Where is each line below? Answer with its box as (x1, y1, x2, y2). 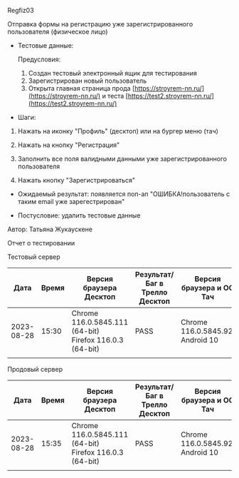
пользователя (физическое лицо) (7, 28, 108, 36)
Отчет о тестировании (7, 239, 75, 247)
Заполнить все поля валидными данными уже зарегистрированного (17, 155, 228, 163)
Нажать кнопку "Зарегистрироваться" (17, 176, 136, 184)
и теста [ (102, 92, 128, 100)
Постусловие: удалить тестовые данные (17, 211, 141, 220)
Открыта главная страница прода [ (28, 84, 135, 92)
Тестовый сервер (7, 253, 60, 261)
